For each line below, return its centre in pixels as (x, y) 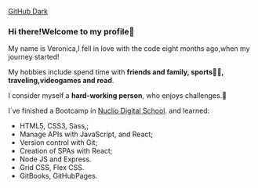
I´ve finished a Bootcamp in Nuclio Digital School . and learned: (109, 111)
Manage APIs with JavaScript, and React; (86, 134)
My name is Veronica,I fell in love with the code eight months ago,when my (129, 49)
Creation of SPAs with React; (66, 151)
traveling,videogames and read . (61, 81)
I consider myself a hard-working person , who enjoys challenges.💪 (118, 96)
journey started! (34, 57)
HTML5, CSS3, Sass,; (54, 126)
